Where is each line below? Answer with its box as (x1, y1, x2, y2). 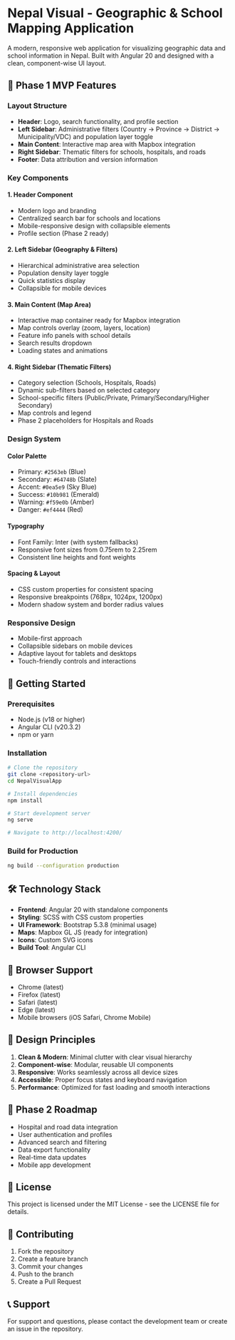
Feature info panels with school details (17, 331, 131, 340)
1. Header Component (7, 190, 73, 199)
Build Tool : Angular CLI (17, 943, 86, 952)
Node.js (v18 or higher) (17, 715, 85, 723)
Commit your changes (17, 1262, 83, 1271)
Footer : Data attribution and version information (17, 155, 158, 163)
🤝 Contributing (7, 1228, 74, 1240)
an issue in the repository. (7, 1324, 83, 1334)
